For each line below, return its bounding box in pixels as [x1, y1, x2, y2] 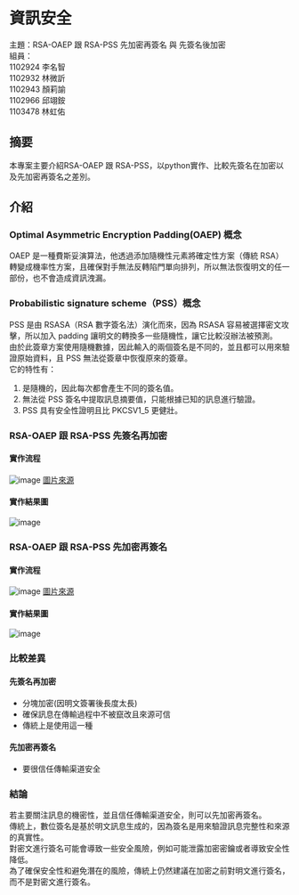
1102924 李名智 [9, 61, 66, 72]
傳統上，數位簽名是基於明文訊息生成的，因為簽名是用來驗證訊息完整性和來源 [9, 821, 290, 832]
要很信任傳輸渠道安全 [21, 763, 101, 774]
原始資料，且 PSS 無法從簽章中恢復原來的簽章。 [16, 353, 193, 363]
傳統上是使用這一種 [21, 720, 93, 730]
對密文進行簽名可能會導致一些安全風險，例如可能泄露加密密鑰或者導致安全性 [9, 843, 290, 854]
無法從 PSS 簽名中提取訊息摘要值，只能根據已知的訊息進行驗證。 [21, 394, 261, 404]
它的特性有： [9, 363, 56, 374]
